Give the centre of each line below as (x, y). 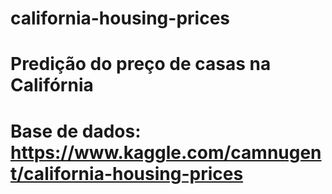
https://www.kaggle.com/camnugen (166, 152)
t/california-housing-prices (127, 173)
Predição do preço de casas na (141, 64)
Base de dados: (76, 131)
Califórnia (52, 85)
